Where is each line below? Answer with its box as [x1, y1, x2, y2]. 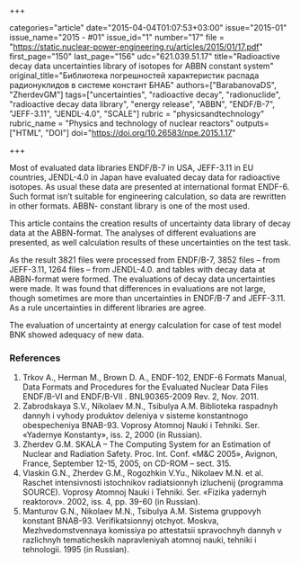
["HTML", [9, 128, 43, 138]
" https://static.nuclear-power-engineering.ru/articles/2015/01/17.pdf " [9, 41, 263, 52]
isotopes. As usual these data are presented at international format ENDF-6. [9, 182, 290, 192]
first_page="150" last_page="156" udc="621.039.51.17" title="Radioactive [9, 51, 280, 61]
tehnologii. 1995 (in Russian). [22, 544, 130, 555]
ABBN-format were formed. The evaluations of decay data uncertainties [9, 273, 276, 284]
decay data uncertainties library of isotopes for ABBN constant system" [9, 60, 274, 71]
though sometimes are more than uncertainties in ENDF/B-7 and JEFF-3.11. [9, 293, 286, 303]
